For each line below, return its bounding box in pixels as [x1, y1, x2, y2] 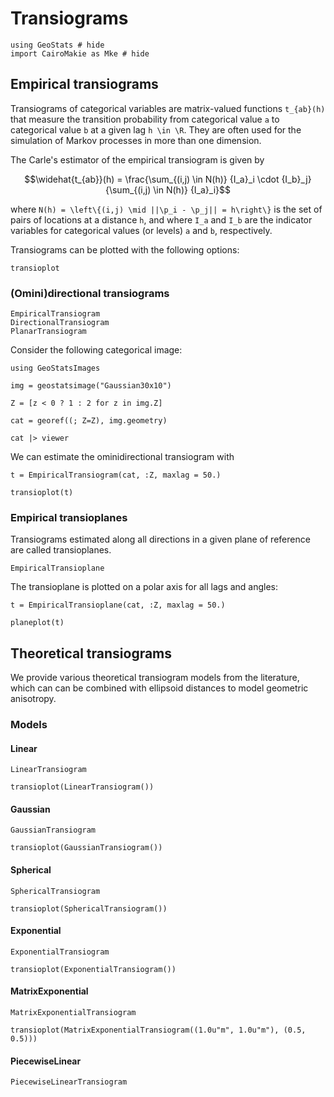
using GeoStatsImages [10, 363, 101, 374]
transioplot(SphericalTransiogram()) [10, 903, 168, 914]
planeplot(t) [10, 618, 65, 628]
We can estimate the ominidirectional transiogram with [10, 451, 235, 463]
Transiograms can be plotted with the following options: [10, 243, 240, 256]
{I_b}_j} [281, 173, 312, 185]
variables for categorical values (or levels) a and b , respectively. [10, 224, 273, 236]
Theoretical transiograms [10, 645, 173, 662]
